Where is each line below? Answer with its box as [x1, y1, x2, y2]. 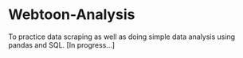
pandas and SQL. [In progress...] [8, 40, 116, 49]
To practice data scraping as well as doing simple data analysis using [8, 32, 236, 41]
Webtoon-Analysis [8, 6, 135, 24]
